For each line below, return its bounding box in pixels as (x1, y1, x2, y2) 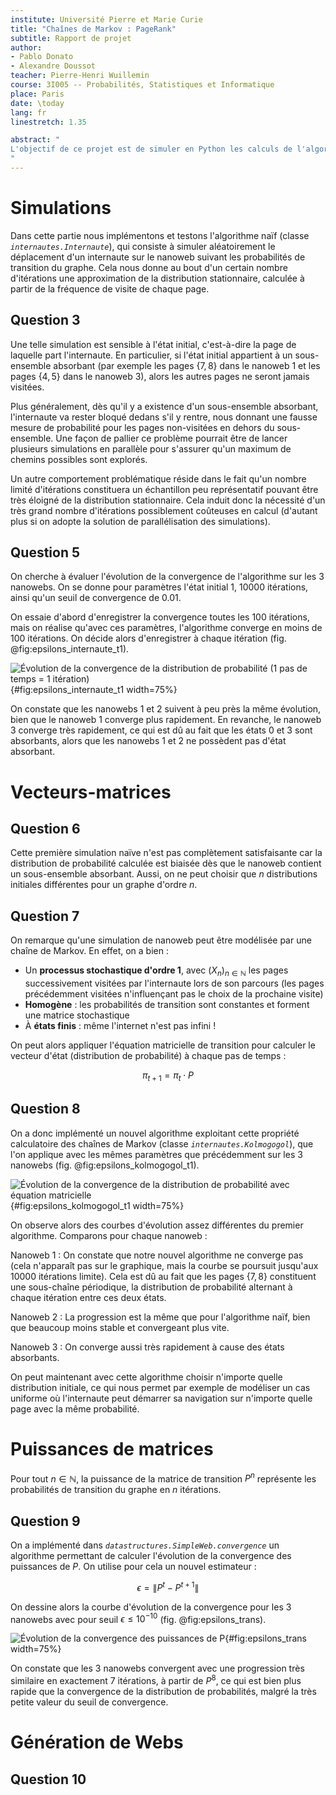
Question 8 (10, 1101, 81, 1118)
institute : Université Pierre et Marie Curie (10, 14, 203, 25)
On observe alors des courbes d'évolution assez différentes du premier (10, 1219, 304, 1231)
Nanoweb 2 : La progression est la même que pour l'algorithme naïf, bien (10, 1311, 311, 1323)
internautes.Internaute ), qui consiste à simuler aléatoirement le (10, 240, 276, 252)
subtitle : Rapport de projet (10, 33, 132, 43)
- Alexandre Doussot (10, 61, 97, 71)
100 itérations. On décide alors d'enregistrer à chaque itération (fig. (10, 632, 287, 645)
